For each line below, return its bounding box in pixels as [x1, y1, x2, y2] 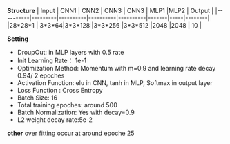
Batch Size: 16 [17, 93, 57, 102]
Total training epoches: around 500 [17, 101, 117, 109]
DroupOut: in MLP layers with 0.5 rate [17, 48, 124, 56]
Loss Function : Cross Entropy [17, 87, 103, 94]
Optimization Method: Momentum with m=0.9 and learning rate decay [17, 64, 216, 72]
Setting [7, 35, 29, 43]
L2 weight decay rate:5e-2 [17, 116, 93, 124]
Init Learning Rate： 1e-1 [17, 56, 87, 64]
